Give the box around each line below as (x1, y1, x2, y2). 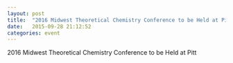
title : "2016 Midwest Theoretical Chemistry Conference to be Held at (7, 17, 218, 24)
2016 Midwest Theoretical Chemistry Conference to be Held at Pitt (7, 48, 197, 57)
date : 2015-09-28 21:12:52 (7, 23, 92, 30)
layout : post (7, 10, 45, 17)
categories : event (7, 29, 60, 37)
